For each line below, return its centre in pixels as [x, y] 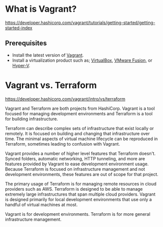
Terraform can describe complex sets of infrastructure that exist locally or [80, 128]
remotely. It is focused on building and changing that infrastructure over [78, 133]
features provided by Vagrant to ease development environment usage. [77, 164]
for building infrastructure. [32, 119]
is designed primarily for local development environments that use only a [79, 199]
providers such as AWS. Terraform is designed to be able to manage [74, 189]
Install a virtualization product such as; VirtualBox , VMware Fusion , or [82, 60]
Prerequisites [26, 43]
